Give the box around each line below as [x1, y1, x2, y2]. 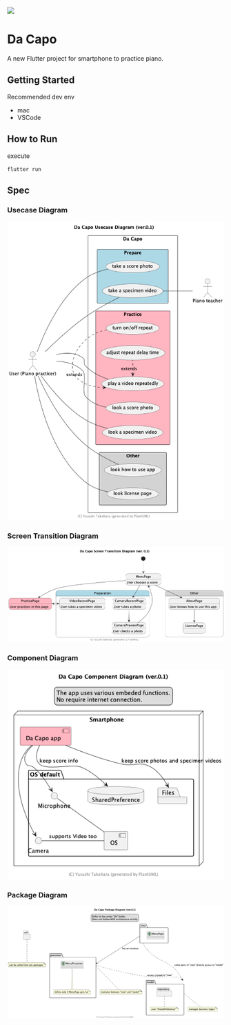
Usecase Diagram [7, 205, 68, 215]
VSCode [17, 113, 41, 121]
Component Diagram [7, 653, 79, 662]
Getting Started [7, 74, 75, 86]
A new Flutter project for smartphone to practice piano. [7, 54, 164, 62]
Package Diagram [7, 890, 68, 900]
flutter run [7, 166, 41, 172]
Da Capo [7, 32, 57, 48]
